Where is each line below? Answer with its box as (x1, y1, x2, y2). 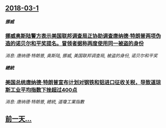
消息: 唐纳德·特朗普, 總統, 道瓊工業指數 (5, 99, 84, 105)
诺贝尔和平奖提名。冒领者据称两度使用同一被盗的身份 (15, 40, 144, 47)
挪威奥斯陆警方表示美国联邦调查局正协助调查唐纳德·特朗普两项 (5, 33, 156, 40)
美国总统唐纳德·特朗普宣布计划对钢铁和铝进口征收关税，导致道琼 (5, 79, 161, 86)
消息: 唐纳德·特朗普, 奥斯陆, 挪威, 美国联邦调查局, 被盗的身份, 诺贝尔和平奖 (5, 52, 158, 58)
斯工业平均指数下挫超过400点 (5, 86, 78, 93)
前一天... (5, 115, 32, 123)
